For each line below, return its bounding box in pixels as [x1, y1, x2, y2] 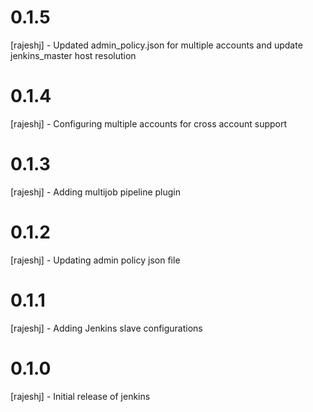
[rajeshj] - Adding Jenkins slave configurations [10, 322, 203, 334]
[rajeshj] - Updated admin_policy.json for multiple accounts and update [10, 39, 303, 51]
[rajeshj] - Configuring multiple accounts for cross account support [10, 117, 288, 130]
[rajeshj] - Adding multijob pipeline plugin [10, 186, 182, 198]
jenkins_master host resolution [10, 49, 137, 61]
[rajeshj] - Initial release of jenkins [10, 390, 151, 402]
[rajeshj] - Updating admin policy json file [10, 254, 181, 266]
